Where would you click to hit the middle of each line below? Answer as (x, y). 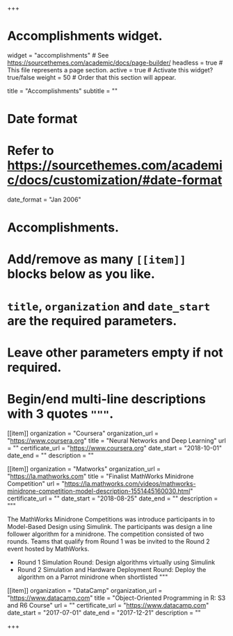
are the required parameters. (92, 321)
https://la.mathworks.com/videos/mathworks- (130, 483)
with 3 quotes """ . (61, 414)
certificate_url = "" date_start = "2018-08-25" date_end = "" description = (113, 498)
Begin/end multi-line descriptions (107, 399)
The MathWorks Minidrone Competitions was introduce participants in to (111, 519)
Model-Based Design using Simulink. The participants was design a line (110, 526)
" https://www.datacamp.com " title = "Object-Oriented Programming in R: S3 (116, 598)
